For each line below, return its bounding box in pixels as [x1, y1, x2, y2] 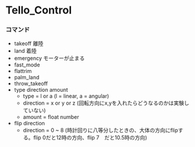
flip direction [14, 120, 45, 127]
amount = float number [22, 113, 79, 121]
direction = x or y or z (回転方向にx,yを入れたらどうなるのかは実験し [22, 99, 190, 106]
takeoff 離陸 [14, 40, 44, 47]
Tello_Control [5, 4, 72, 17]
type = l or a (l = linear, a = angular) [22, 92, 109, 100]
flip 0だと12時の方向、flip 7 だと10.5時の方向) [33, 134, 147, 141]
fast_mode [14, 61, 40, 68]
